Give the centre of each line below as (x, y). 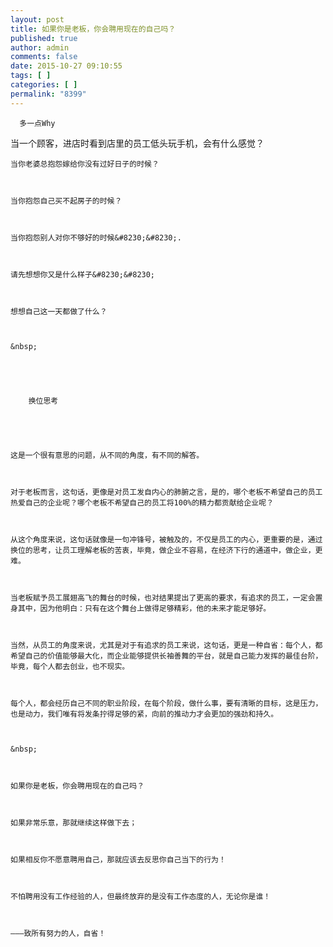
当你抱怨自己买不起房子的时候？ (66, 201)
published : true (44, 38)
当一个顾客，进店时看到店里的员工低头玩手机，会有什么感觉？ (137, 143)
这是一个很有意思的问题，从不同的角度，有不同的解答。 (107, 455)
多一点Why (37, 123)
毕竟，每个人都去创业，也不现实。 (70, 666)
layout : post (37, 19)
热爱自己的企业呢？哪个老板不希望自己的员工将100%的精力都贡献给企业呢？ (142, 502)
